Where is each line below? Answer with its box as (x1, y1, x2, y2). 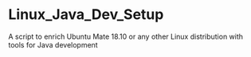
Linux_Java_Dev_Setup (8, 6, 164, 24)
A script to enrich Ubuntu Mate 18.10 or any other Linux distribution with (8, 32, 244, 41)
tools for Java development (8, 40, 98, 49)
